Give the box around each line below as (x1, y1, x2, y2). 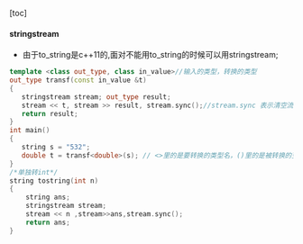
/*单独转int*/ (9, 167, 59, 176)
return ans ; (25, 218, 70, 227)
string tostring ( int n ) (9, 176, 99, 185)
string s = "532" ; (21, 143, 91, 152)
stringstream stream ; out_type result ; (21, 92, 171, 102)
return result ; (21, 109, 78, 118)
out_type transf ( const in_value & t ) (9, 76, 147, 85)
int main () (9, 126, 50, 135)
